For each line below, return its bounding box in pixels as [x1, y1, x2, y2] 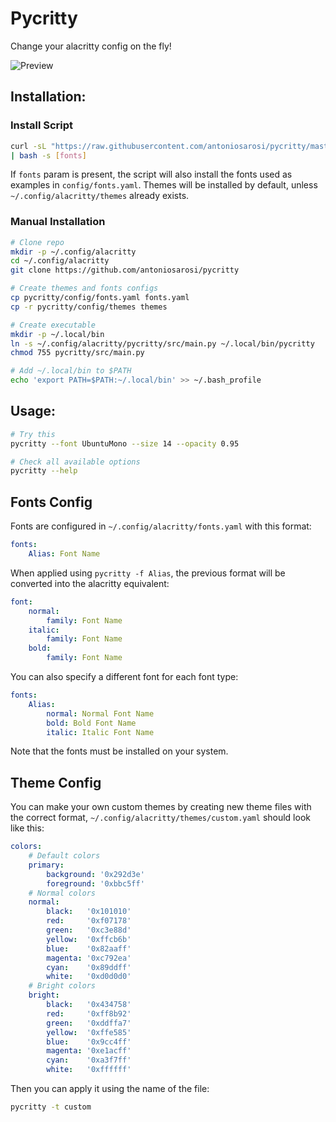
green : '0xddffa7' [46, 1018, 132, 1028]
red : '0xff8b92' [46, 1008, 132, 1019]
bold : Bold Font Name [46, 718, 137, 728]
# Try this [10, 429, 56, 439]
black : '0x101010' [46, 907, 132, 917]
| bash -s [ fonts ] [10, 150, 87, 161]
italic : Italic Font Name [46, 727, 155, 737]
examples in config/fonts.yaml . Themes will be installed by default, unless [10, 179, 318, 191]
